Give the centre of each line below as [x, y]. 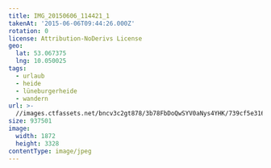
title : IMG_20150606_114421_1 [59, 16]
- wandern [32, 99]
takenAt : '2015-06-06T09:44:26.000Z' [72, 23]
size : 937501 [30, 121]
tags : [17, 69]
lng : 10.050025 [41, 61]
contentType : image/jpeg [50, 151]
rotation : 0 [28, 31]
